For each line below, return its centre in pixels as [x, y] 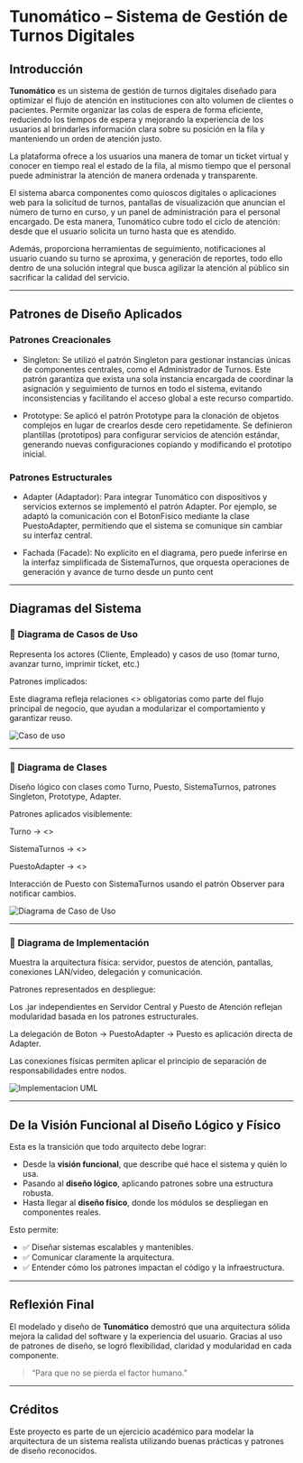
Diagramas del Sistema [75, 609]
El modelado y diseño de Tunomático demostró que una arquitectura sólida [150, 1326]
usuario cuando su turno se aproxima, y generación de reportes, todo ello [146, 258]
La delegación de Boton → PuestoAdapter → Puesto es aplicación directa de [151, 1034]
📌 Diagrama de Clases [58, 767]
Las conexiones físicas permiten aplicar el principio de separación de [138, 1061]
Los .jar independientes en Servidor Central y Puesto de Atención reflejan [146, 1007]
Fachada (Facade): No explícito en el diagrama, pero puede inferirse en [155, 552]
